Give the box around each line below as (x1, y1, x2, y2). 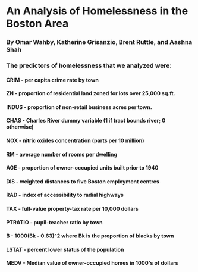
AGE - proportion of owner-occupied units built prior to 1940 (6, 164, 159, 171)
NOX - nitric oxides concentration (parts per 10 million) (6, 137, 144, 144)
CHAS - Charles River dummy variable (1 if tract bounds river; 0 (6, 117, 166, 124)
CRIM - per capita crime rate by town (6, 76, 99, 83)
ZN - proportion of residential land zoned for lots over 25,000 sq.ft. (6, 90, 175, 97)
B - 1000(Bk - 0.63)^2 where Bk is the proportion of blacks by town (6, 232, 174, 239)
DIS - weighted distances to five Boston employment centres (6, 177, 159, 185)
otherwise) (6, 123, 34, 130)
